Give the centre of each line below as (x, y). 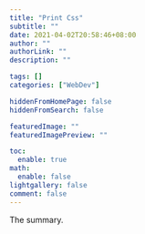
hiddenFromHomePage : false (61, 101)
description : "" (40, 60)
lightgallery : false (49, 185)
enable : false (44, 177)
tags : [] (26, 77)
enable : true (42, 160)
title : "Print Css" (47, 18)
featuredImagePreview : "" (58, 135)
